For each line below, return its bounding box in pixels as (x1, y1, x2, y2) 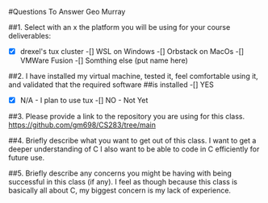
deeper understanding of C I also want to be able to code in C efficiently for (8, 144, 260, 154)
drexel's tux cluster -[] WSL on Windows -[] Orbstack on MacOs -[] (19, 47, 245, 56)
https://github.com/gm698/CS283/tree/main (8, 120, 156, 130)
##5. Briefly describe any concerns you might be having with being (8, 168, 232, 178)
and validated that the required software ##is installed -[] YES (8, 80, 214, 89)
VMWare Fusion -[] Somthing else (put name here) (19, 56, 188, 65)
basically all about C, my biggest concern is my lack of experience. (8, 185, 232, 196)
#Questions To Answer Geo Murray (8, 7, 126, 16)
